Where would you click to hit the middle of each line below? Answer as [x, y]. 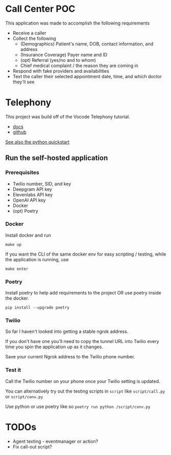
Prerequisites [22, 173]
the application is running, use [37, 259]
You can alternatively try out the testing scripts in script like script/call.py [85, 391]
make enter [17, 269]
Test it [13, 370]
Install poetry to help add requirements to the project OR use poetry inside [83, 293]
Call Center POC [40, 9]
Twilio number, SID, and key [42, 184]
